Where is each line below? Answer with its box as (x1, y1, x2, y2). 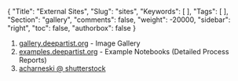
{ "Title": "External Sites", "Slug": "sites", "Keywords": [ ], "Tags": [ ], (7, 7, 229, 16)
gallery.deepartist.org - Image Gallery (18, 39, 141, 48)
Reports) (18, 55, 48, 64)
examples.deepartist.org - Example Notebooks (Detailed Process (18, 47, 229, 56)
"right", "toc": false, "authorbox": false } (7, 24, 137, 32)
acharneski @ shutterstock (18, 64, 106, 73)
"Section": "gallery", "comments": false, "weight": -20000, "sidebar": (7, 15, 231, 24)
